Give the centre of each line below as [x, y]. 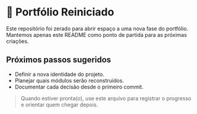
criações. [18, 41]
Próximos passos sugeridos [59, 60]
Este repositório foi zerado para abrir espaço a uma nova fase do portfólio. [97, 28]
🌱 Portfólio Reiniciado [60, 12]
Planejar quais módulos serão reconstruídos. [69, 80]
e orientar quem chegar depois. [59, 104]
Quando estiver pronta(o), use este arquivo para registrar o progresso [106, 98]
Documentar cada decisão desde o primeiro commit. [79, 87]
